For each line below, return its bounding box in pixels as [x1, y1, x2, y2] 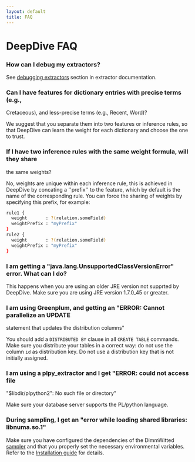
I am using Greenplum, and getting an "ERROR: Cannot [6, 303, 165, 312]
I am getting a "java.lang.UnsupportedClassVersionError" [6, 262, 174, 270]
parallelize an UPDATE [6, 311, 70, 319]
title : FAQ [6, 14, 33, 20]
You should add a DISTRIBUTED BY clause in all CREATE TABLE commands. [6, 336, 179, 343]
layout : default [6, 8, 46, 15]
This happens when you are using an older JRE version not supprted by [6, 283, 179, 290]
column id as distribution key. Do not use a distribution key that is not [6, 348, 174, 356]
